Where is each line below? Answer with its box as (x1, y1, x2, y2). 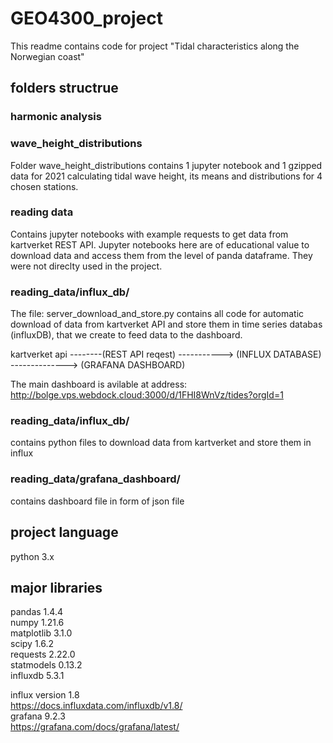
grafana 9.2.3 (10, 710, 66, 722)
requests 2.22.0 (10, 648, 76, 661)
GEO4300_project (10, 7, 163, 30)
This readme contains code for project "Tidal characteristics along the (10, 40, 300, 52)
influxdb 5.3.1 (10, 670, 65, 682)
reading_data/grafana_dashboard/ (10, 472, 181, 486)
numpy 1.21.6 (10, 617, 65, 629)
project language (10, 524, 119, 541)
